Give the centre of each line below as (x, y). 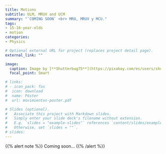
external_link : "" (24, 55)
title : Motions (21, 10)
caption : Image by (29, 69)
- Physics (15, 42)
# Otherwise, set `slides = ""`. (42, 128)
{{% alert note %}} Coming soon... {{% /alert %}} (55, 146)
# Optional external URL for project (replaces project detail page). (79, 50)
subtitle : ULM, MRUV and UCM (35, 14)
